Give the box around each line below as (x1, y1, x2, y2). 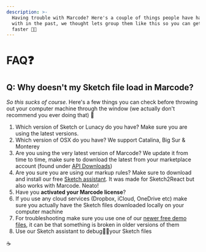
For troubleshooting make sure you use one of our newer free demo (15, 215, 187, 222)
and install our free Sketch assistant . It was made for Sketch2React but (15, 175, 194, 183)
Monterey (15, 143, 40, 150)
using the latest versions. (15, 130, 79, 137)
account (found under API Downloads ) (15, 162, 113, 170)
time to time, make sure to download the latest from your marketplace (15, 156, 191, 163)
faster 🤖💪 (12, 26, 37, 32)
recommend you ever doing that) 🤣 (6, 112, 94, 119)
